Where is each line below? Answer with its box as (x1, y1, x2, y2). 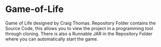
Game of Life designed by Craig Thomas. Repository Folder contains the (5, 20, 156, 26)
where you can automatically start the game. (5, 36, 98, 42)
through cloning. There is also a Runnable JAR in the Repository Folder (5, 30, 153, 36)
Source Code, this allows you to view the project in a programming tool (5, 25, 153, 31)
